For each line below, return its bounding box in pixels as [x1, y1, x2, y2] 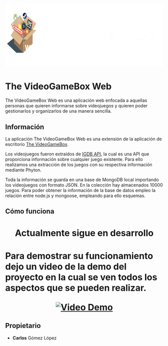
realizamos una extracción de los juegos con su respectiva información [5, 161, 152, 167]
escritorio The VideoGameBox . [5, 141, 69, 147]
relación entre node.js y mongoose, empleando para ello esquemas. [5, 193, 146, 199]
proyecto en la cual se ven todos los [5, 271, 157, 283]
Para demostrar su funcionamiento [5, 250, 153, 261]
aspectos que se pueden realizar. [5, 282, 147, 293]
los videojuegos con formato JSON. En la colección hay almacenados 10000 [5, 182, 163, 188]
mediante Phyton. [5, 166, 42, 173]
